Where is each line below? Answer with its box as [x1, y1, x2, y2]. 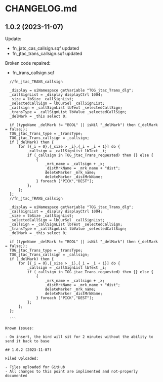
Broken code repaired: [5, 60, 51, 66]
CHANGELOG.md [5, 3, 78, 14]
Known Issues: [5, 326, 35, 331]
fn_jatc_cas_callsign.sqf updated [12, 45, 79, 51]
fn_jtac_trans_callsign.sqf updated [12, 50, 82, 56]
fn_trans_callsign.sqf [12, 70, 54, 76]
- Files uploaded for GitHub [5, 365, 65, 370]
